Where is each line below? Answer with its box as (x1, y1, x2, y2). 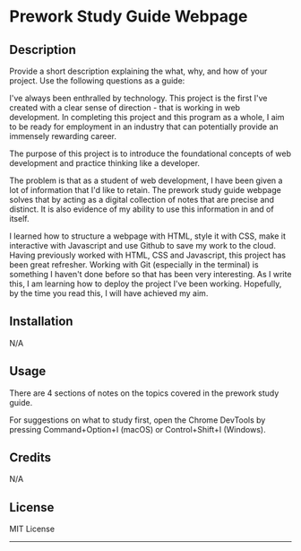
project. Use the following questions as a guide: (9, 75, 185, 86)
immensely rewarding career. (9, 131, 117, 141)
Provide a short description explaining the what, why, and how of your (9, 66, 268, 76)
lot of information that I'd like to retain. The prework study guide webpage (9, 185, 282, 195)
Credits (9, 450, 52, 466)
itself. (9, 214, 30, 223)
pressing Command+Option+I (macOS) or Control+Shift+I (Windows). (9, 424, 266, 434)
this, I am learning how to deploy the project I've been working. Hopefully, (9, 278, 282, 289)
